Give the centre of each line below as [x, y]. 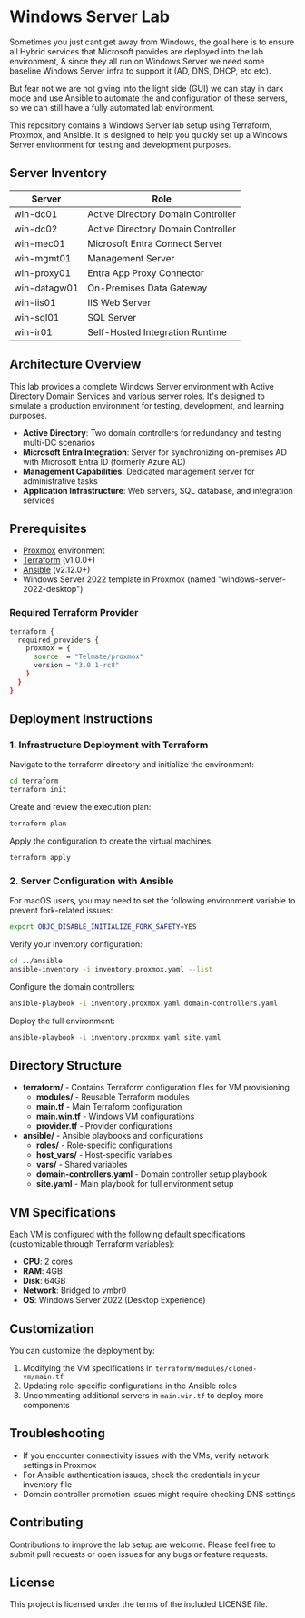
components [46, 1405]
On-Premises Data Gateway [148, 288]
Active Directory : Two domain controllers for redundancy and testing [152, 432]
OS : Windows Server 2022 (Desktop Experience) [114, 1300]
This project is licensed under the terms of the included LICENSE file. [138, 1604]
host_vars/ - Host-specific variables [104, 1155]
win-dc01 [36, 213]
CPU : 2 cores [47, 1262]
